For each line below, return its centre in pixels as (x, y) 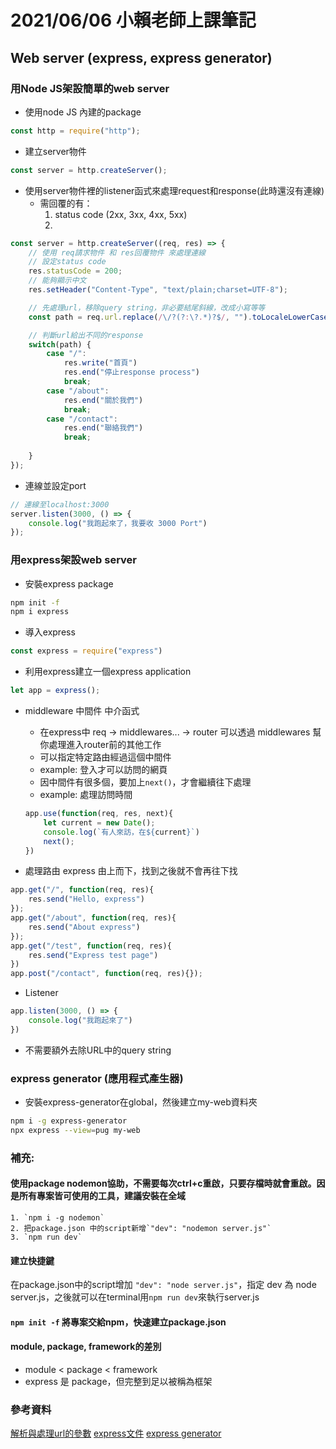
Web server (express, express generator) (141, 57)
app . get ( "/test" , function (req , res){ (91, 946)
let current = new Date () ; (99, 822)
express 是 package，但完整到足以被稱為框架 (118, 1381)
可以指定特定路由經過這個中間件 (105, 757)
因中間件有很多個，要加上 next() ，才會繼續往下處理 (145, 782)
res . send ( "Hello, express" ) (86, 899)
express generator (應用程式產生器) (97, 1078)
